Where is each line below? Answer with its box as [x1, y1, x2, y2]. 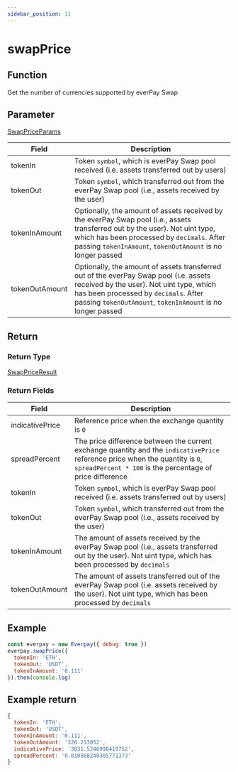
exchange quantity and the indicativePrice [74, 445, 220, 455]
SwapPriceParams [7, 127, 62, 136]
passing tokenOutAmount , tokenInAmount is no [74, 298, 222, 308]
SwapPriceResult [7, 368, 57, 376]
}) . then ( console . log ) [7, 674, 72, 681]
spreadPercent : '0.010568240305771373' [13, 752, 132, 759]
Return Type [7, 352, 51, 361]
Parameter [7, 109, 55, 121]
